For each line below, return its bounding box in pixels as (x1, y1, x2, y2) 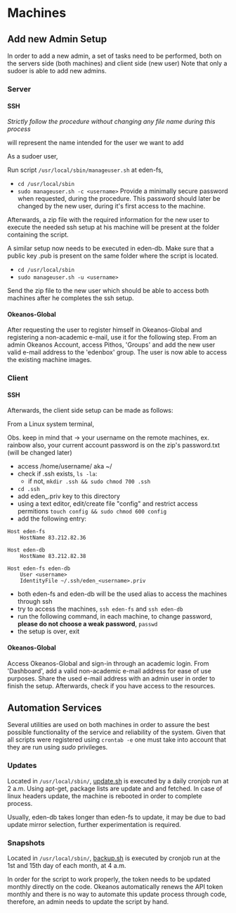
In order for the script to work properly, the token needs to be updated (7, 875, 211, 883)
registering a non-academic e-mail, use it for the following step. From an (7, 333, 217, 342)
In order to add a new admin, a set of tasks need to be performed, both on (7, 51, 222, 60)
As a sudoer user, (7, 152, 58, 161)
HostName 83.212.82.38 (20, 553, 86, 560)
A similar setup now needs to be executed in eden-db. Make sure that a (7, 244, 214, 253)
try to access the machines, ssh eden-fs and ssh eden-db (17, 604, 183, 614)
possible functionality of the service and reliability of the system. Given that (7, 728, 226, 737)
